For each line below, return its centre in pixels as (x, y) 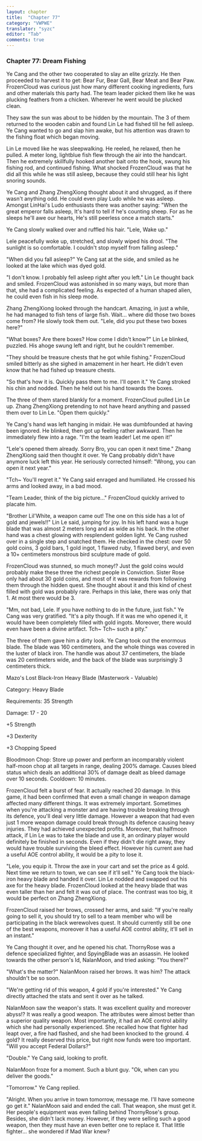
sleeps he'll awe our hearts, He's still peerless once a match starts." (90, 218)
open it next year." (29, 468)
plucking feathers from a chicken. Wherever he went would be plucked (94, 99)
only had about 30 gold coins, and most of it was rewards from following (96, 579)
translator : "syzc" (31, 29)
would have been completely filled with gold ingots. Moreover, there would (99, 623)
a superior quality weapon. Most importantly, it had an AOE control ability (97, 1021)
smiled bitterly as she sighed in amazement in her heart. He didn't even (95, 364)
